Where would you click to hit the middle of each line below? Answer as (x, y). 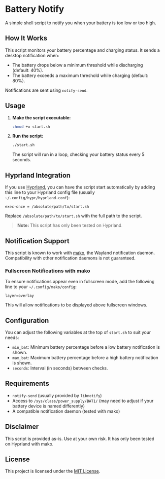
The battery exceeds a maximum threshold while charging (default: (80, 75)
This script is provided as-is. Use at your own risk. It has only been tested (80, 439)
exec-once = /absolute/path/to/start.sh (47, 207)
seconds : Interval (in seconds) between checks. (60, 368)
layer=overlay (20, 296)
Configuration (27, 320)
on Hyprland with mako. (29, 444)
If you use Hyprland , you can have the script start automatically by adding (80, 187)
